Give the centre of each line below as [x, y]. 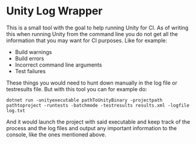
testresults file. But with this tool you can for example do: [77, 89]
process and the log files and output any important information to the [92, 128]
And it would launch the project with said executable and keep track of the [98, 122]
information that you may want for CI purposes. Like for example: [87, 40]
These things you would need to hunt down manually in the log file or [92, 83]
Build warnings [33, 52]
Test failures [30, 71]
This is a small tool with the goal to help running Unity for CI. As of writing [97, 28]
